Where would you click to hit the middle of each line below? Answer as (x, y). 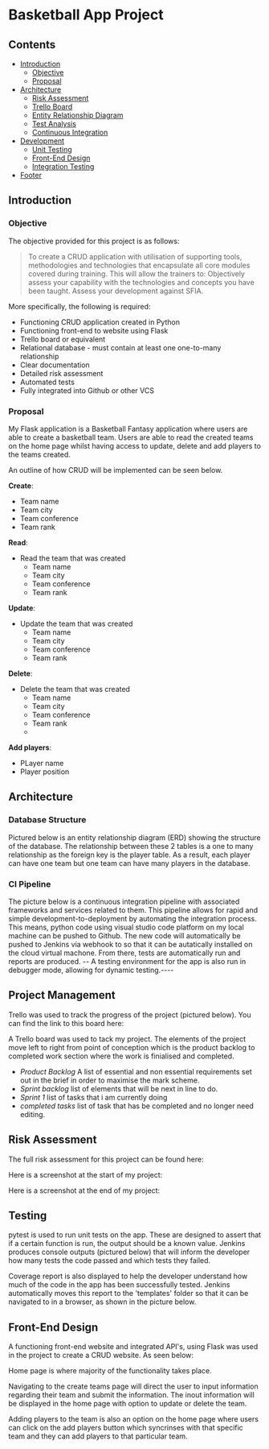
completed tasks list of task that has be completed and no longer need (137, 1106)
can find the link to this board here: (66, 1023)
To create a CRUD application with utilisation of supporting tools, (135, 256)
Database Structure (47, 820)
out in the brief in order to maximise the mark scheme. (110, 1080)
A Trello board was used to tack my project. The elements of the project (127, 1039)
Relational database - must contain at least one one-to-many (120, 347)
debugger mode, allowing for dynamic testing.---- (91, 970)
